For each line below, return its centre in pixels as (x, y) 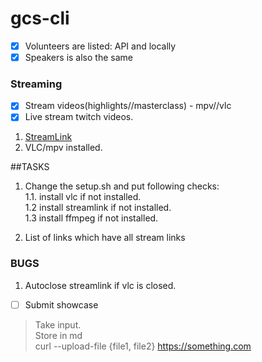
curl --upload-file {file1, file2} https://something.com (143, 346)
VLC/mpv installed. (63, 148)
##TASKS (30, 167)
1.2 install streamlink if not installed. (98, 208)
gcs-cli (40, 18)
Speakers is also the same (78, 57)
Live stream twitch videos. (79, 117)
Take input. (58, 324)
